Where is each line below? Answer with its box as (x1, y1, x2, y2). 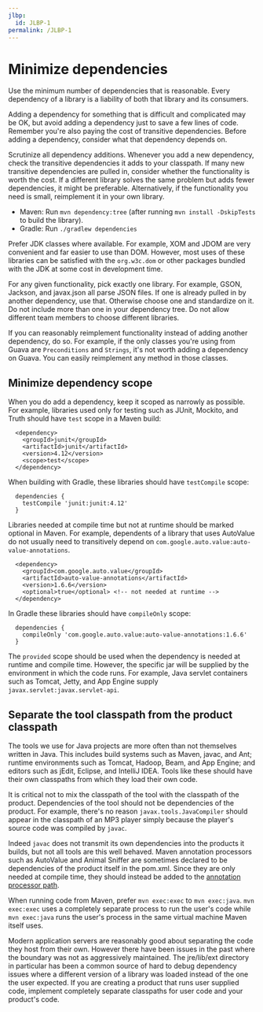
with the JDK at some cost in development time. (8, 265, 163, 274)
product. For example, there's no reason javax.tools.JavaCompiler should (8, 806, 248, 816)
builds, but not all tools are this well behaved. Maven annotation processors (8, 847, 253, 856)
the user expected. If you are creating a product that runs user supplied (8, 977, 239, 987)
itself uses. (8, 921, 44, 930)
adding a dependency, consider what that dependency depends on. (8, 135, 228, 144)
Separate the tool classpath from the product (8, 708, 233, 721)
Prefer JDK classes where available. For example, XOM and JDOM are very (8, 239, 251, 249)
